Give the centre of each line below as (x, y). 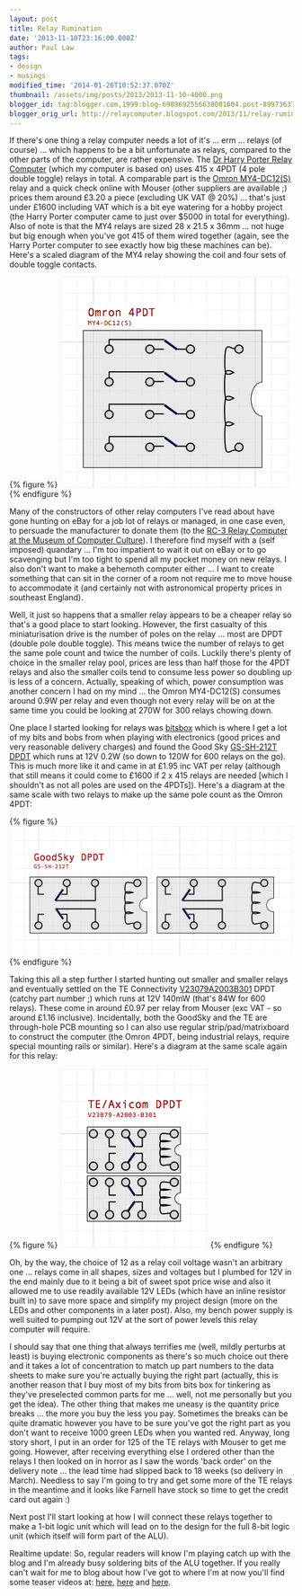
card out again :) (40, 1499)
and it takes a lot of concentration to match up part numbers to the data (142, 1365)
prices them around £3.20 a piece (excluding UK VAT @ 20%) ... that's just (147, 198)
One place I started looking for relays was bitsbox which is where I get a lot (148, 728)
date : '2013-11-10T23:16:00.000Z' (74, 38)
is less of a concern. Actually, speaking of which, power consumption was (147, 682)
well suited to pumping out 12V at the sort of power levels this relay (133, 1319)
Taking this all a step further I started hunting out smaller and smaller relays (149, 979)
